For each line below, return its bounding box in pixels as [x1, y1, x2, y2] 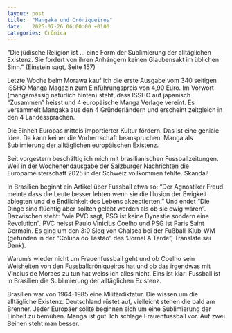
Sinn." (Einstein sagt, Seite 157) [7, 63, 96, 71]
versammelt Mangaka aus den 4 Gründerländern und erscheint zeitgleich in [7, 106, 223, 114]
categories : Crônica [7, 29, 67, 37]
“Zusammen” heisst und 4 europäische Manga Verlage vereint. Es [7, 98, 195, 107]
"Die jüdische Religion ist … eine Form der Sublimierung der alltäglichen [7, 48, 211, 57]
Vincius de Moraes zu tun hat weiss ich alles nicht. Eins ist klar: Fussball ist [7, 269, 221, 278]
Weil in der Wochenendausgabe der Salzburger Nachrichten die [7, 162, 189, 170]
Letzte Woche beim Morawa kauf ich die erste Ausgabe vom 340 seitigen [7, 77, 217, 85]
